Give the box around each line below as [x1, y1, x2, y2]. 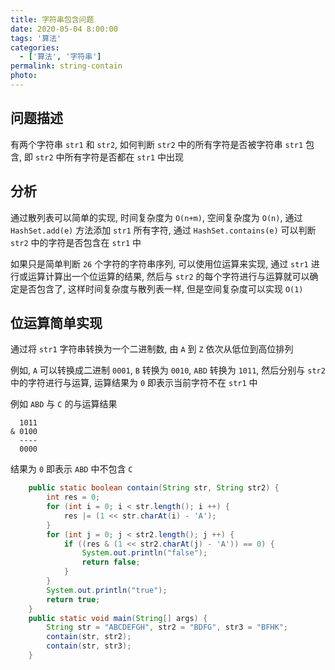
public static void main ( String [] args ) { [28, 613, 208, 623]
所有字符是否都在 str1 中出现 [64, 151, 185, 163]
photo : [10, 71, 38, 81]
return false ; [81, 557, 141, 568]
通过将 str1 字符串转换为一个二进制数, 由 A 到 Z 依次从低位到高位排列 [10, 343, 294, 355]
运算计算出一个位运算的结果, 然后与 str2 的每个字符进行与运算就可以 [27, 270, 310, 282]
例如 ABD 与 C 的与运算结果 [10, 398, 118, 410]
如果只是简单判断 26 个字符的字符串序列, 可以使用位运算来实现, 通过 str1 [10, 257, 309, 270]
